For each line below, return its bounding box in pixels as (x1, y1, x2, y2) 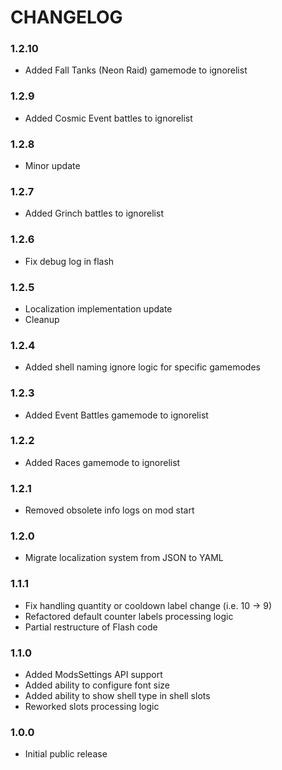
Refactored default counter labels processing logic (24, 610, 234, 622)
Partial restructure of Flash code (24, 621, 158, 633)
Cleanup (24, 313, 60, 325)
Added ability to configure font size (24, 679, 170, 691)
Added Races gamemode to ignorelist (24, 456, 181, 468)
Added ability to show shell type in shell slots (24, 690, 211, 702)
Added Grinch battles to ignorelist (24, 207, 164, 220)
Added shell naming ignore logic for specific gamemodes (24, 361, 261, 373)
